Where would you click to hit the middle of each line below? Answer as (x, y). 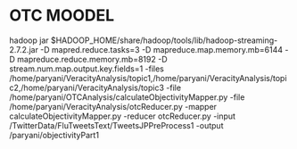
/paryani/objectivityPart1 (54, 135)
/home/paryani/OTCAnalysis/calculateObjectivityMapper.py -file (127, 97)
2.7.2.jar (24, 49)
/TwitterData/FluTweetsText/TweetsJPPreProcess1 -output (116, 125)
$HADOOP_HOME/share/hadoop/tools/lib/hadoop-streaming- (164, 40)
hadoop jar (29, 40)
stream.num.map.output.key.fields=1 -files (87, 69)
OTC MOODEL (62, 16)
